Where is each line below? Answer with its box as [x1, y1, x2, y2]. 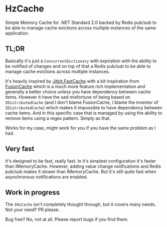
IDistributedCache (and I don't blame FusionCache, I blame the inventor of [5, 99, 159, 105]
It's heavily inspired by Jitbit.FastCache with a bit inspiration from [5, 78, 140, 84]
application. [5, 30, 29, 36]
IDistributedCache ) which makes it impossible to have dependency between [5, 104, 163, 110]
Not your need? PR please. [5, 207, 60, 213]
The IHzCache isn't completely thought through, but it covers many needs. [5, 202, 156, 208]
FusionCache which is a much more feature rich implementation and [5, 83, 146, 89]
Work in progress [5, 188, 60, 197]
